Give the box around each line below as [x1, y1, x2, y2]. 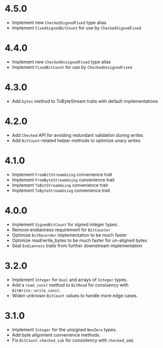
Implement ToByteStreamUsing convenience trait [11, 187, 110, 193]
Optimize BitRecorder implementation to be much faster [11, 232, 127, 238]
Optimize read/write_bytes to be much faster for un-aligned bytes [11, 237, 147, 243]
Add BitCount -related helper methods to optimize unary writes [11, 137, 141, 143]
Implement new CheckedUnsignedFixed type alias [11, 58, 111, 65]
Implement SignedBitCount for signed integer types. [11, 221, 118, 227]
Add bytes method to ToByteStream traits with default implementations [11, 98, 158, 104]
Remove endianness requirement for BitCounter [11, 227, 111, 233]
